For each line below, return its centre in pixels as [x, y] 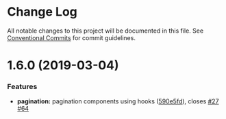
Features [22, 87]
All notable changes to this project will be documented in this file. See [105, 31]
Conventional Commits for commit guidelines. [71, 37]
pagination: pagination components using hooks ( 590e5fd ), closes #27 [118, 101]
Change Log [42, 12]
